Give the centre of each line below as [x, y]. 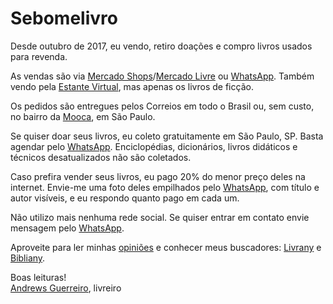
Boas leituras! [38, 277]
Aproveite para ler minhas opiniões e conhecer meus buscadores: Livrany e [166, 247]
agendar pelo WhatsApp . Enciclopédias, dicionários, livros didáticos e [154, 146]
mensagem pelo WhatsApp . [67, 228]
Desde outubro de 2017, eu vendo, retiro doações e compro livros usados [161, 46]
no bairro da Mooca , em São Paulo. [83, 116]
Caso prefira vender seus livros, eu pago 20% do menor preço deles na [158, 176]
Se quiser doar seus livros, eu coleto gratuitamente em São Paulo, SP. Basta [167, 136]
